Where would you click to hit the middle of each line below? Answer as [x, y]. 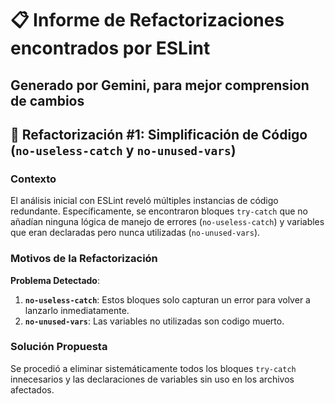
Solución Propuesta [59, 347]
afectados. [32, 389]
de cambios [47, 100]
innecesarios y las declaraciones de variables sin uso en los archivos [152, 379]
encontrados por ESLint [110, 48]
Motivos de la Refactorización [84, 259]
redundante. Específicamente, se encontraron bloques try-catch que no [159, 211]
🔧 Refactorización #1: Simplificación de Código [159, 134]
